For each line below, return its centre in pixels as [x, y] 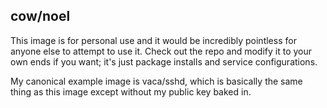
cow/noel [40, 16]
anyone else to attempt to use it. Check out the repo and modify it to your [161, 51]
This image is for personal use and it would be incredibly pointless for [153, 40]
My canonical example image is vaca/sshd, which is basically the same [156, 81]
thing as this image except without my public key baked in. [131, 91]
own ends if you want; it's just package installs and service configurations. [164, 61]
